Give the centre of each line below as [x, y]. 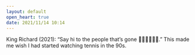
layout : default [26, 12]
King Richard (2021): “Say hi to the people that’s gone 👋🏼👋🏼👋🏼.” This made [98, 40]
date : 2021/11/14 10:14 [36, 22]
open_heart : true [28, 17]
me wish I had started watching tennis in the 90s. [66, 46]
